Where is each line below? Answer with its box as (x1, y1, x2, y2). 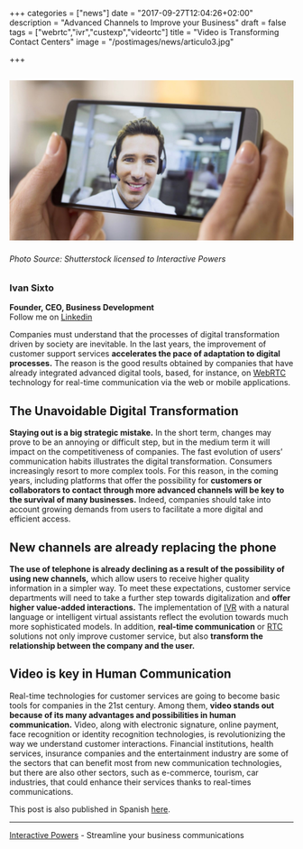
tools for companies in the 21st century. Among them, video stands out (9, 699, 275, 711)
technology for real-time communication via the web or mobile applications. (9, 377, 291, 388)
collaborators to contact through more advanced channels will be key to (9, 484, 285, 495)
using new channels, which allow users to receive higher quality (9, 573, 250, 585)
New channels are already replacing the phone (9, 540, 277, 555)
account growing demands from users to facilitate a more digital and (9, 504, 263, 515)
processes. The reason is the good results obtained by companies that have (9, 358, 294, 369)
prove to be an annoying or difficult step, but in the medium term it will (9, 437, 271, 448)
